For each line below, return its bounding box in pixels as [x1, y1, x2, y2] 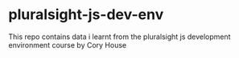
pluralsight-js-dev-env [8, 6, 164, 24]
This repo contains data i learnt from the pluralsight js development [8, 32, 231, 41]
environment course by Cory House [8, 40, 127, 49]
